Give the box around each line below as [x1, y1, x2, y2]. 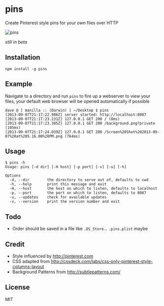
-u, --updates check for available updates [9, 195, 107, 200]
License [5, 283, 30, 292]
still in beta [5, 39, 28, 45]
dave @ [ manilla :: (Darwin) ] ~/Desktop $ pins [5, 108, 109, 113]
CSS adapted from [12, 259, 50, 264]
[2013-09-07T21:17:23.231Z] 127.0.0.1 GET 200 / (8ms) [5, 116, 120, 122]
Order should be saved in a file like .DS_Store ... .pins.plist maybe [12, 226, 148, 232]
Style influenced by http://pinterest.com [12, 253, 94, 259]
